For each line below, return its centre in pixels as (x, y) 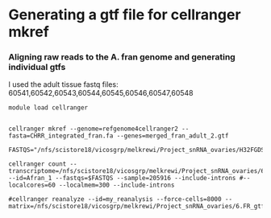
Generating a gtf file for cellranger (125, 15)
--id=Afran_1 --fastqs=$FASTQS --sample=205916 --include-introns (122, 179)
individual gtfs (37, 68)
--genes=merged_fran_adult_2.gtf (173, 136)
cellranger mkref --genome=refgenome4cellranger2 (94, 129)
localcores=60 (32, 185)
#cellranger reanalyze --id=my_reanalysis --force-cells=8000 (115, 199)
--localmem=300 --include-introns (117, 185)
